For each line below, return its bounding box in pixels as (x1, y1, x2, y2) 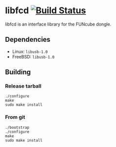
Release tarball (5, 83, 42, 89)
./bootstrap (5, 125, 29, 130)
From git (5, 114, 25, 120)
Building (5, 68, 31, 76)
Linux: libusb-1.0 (12, 48, 48, 54)
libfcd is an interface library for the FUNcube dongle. (5, 21, 112, 27)
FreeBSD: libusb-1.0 (12, 54, 55, 59)
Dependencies (5, 35, 50, 44)
